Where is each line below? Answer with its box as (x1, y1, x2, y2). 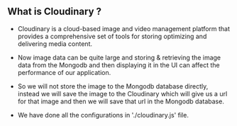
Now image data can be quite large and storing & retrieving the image (17, 53, 221, 62)
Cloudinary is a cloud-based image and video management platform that (17, 24, 231, 33)
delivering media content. (17, 39, 93, 48)
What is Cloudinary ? (7, 6, 101, 18)
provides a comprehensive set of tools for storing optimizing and (17, 32, 207, 40)
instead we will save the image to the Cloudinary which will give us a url (17, 89, 228, 98)
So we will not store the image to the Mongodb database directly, (17, 81, 209, 91)
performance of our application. (17, 68, 111, 76)
